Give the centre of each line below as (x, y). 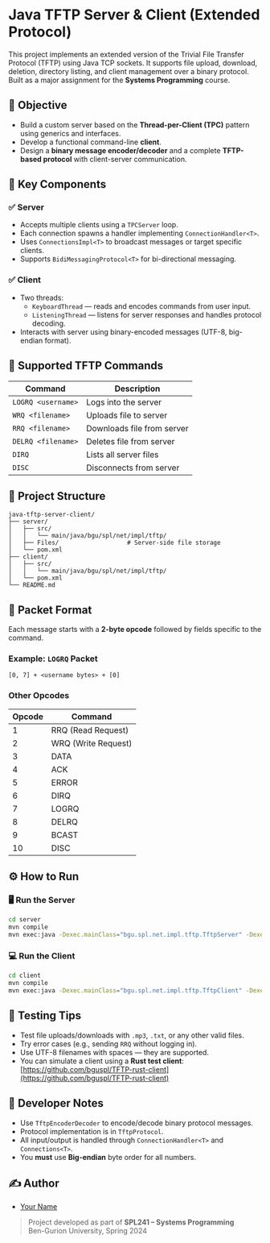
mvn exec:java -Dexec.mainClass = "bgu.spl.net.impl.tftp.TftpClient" (125, 991)
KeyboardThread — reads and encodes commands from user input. (141, 306)
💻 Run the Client (42, 956)
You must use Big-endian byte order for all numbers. (108, 1157)
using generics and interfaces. (70, 133)
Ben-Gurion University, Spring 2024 (87, 1231)
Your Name (39, 1207)
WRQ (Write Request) (92, 743)
